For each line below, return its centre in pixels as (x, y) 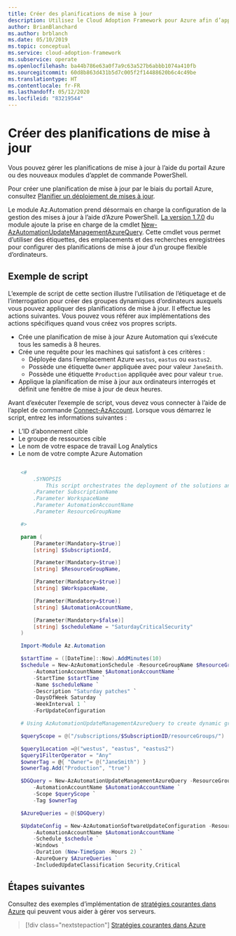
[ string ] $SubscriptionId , (72, 550)
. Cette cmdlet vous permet (181, 232)
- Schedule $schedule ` (66, 839)
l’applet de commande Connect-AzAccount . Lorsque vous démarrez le (110, 410)
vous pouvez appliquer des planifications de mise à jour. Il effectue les (109, 308)
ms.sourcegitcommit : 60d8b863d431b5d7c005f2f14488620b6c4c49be (102, 72)
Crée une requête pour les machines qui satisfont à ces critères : (111, 352)
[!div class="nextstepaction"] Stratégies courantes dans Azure (115, 925)
